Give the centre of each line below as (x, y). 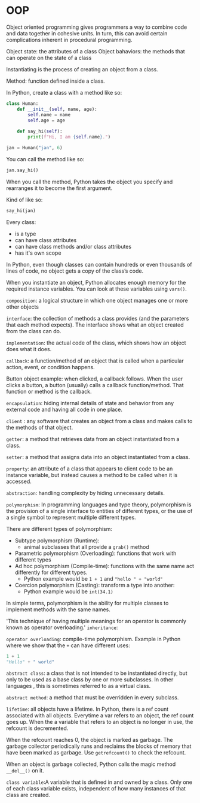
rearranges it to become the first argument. (59, 188)
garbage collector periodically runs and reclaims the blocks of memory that (99, 746)
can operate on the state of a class (49, 58)
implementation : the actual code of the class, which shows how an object (96, 343)
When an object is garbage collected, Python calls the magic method (91, 764)
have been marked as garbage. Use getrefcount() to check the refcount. (96, 753)
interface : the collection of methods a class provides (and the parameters (98, 318)
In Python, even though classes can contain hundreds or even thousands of (99, 264)
